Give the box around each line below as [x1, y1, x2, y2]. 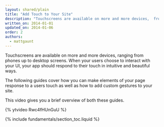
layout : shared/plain [5, 7, 49, 12]
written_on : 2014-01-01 [5, 21, 54, 26]
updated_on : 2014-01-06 [5, 25, 54, 30]
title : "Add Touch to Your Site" [5, 12, 73, 17]
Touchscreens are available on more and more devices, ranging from [5, 52, 144, 58]
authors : [5, 35, 23, 40]
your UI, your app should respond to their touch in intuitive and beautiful [5, 63, 150, 68]
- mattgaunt [9, 39, 34, 44]
